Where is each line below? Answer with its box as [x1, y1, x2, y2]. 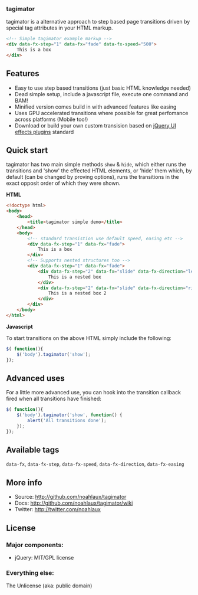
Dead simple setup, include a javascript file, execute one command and [14, 90, 189, 97]
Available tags [6, 445, 60, 455]
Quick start [6, 145, 48, 155]
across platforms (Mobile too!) [14, 116, 88, 123]
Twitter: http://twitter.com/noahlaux [14, 506, 101, 513]
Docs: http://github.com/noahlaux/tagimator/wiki [14, 499, 133, 506]
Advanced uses [6, 373, 65, 383]
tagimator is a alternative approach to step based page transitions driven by [6, 18, 190, 25]
